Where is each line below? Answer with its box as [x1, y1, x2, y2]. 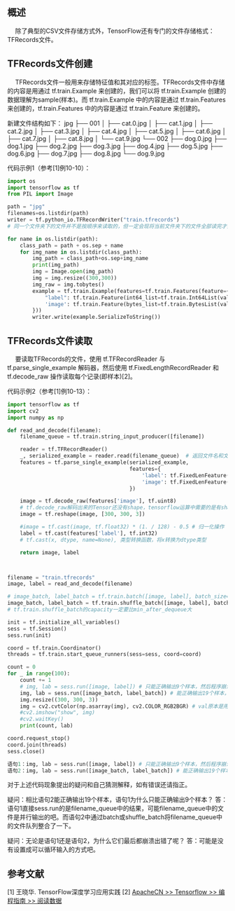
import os [7, 177, 36, 184]
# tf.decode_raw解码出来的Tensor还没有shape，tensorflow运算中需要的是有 [20, 504, 222, 512]
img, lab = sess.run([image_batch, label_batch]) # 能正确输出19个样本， [20, 690, 229, 697]
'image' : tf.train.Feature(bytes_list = [44, 301, 161, 308]
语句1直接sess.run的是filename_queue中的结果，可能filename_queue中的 [7, 804, 218, 813]
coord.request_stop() [7, 735, 71, 742]
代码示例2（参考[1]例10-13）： [7, 387, 92, 395]
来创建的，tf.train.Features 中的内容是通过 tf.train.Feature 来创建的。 [7, 104, 204, 112]
